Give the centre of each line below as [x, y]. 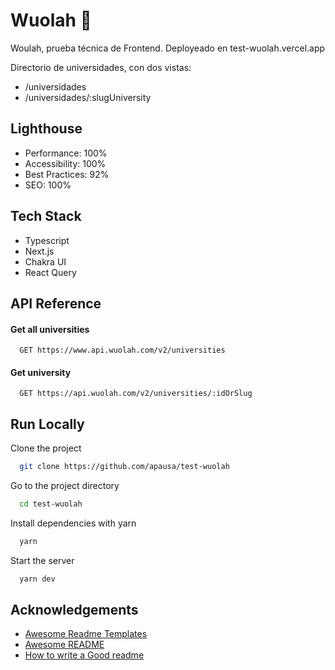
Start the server [42, 560]
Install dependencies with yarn [73, 523]
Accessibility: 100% [65, 163]
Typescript [47, 240]
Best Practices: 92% [67, 174]
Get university [41, 372]
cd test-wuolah [51, 504]
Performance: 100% [66, 153]
